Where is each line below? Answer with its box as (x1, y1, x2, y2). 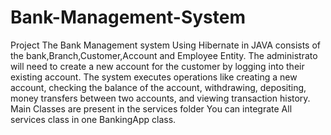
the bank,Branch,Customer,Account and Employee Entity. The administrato (10, 49, 318, 61)
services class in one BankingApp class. (10, 113, 177, 125)
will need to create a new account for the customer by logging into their (10, 60, 305, 72)
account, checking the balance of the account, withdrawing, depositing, (10, 81, 307, 93)
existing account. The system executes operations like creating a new (10, 71, 298, 83)
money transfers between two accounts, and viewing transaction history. (10, 92, 311, 104)
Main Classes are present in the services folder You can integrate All (10, 102, 293, 115)
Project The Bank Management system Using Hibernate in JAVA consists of (10, 39, 322, 51)
